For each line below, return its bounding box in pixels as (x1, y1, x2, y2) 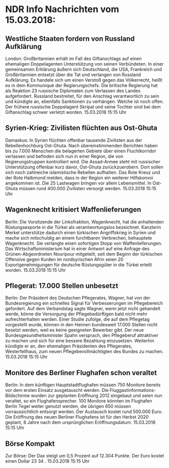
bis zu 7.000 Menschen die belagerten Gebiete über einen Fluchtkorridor (5, 148, 156, 154)
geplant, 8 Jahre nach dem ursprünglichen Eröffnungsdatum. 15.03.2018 (5, 420, 156, 426)
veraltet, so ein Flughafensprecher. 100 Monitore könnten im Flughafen (5, 398, 152, 404)
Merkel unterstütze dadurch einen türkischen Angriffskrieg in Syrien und (5, 229, 156, 236)
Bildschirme (5, 392, 30, 399)
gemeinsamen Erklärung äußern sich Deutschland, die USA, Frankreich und (5, 67, 162, 72)
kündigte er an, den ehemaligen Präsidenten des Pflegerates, (5, 343, 133, 349)
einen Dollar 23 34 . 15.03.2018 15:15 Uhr (5, 458, 90, 464)
